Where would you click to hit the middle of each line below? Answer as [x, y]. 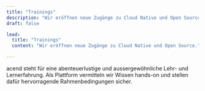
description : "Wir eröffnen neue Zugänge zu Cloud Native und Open [94, 18]
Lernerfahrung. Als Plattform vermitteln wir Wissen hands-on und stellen [97, 75]
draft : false [23, 23]
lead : [13, 34]
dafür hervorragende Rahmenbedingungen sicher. [69, 81]
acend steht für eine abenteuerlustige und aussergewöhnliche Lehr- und [97, 68]
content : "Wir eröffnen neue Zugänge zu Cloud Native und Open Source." [106, 46]
